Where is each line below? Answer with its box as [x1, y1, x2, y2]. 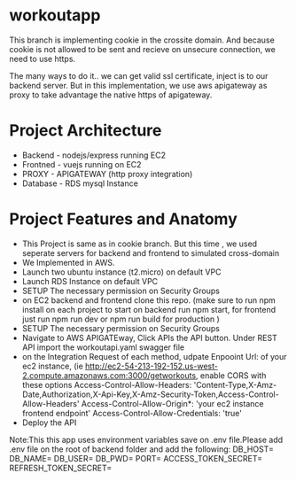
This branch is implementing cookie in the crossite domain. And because [9, 35, 275, 45]
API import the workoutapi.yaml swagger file [21, 342, 184, 353]
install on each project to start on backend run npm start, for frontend [21, 304, 277, 314]
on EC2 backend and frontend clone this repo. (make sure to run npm [21, 294, 277, 306]
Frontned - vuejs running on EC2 [21, 159, 142, 169]
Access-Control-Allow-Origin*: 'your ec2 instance [81, 398, 264, 408]
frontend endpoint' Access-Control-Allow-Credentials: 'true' [21, 407, 242, 418]
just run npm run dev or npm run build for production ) [21, 314, 220, 324]
